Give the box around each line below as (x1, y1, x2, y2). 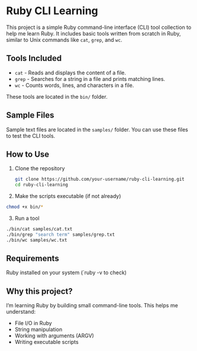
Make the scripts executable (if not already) (14, 193, 121, 200)
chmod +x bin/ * (6, 204, 44, 210)
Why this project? (6, 286, 73, 296)
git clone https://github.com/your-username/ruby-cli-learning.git (14, 176, 185, 183)
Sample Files (6, 110, 54, 121)
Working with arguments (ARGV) (14, 332, 95, 339)
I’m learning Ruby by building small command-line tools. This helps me (6, 302, 179, 309)
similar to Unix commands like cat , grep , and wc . (6, 36, 122, 43)
